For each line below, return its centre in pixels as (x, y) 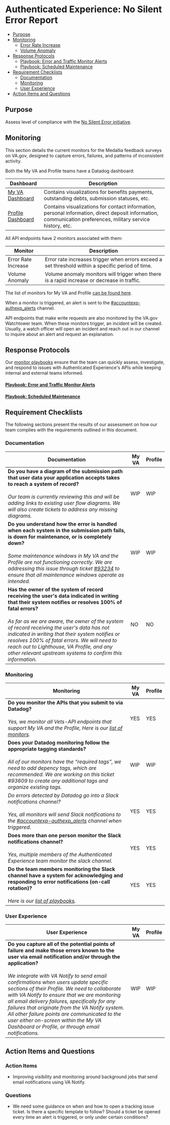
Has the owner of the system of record (56, 589)
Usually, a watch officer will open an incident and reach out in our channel (82, 328)
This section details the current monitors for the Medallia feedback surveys (83, 150)
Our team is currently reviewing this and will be (64, 497)
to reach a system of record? (44, 484)
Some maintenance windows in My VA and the (63, 556)
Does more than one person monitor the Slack (65, 835)
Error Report (32, 20)
